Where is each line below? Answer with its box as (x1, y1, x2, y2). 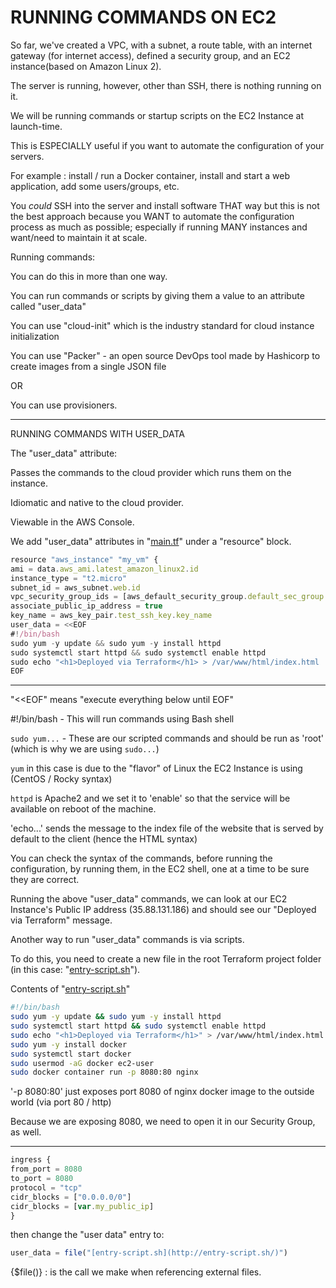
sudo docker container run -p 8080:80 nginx (10, 1067, 199, 1078)
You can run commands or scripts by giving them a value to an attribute (10, 289, 305, 301)
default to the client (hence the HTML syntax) (10, 833, 198, 845)
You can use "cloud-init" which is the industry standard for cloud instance (10, 319, 315, 331)
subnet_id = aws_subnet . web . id (10, 582, 141, 593)
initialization (10, 330, 60, 342)
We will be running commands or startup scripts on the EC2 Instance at (10, 109, 304, 121)
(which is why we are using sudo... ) (10, 743, 160, 755)
